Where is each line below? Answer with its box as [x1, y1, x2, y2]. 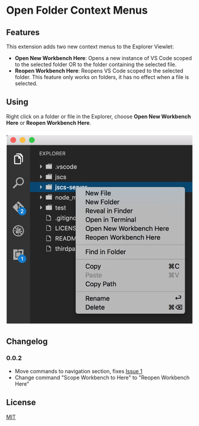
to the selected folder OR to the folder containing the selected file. [14, 61, 177, 68]
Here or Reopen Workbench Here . [6, 119, 91, 126]
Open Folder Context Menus [6, 4, 148, 17]
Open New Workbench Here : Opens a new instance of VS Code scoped [14, 55, 192, 61]
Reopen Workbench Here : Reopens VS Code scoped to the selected [14, 67, 184, 74]
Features [6, 27, 40, 37]
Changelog [6, 336, 48, 346]
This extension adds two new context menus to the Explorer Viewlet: [6, 43, 174, 50]
